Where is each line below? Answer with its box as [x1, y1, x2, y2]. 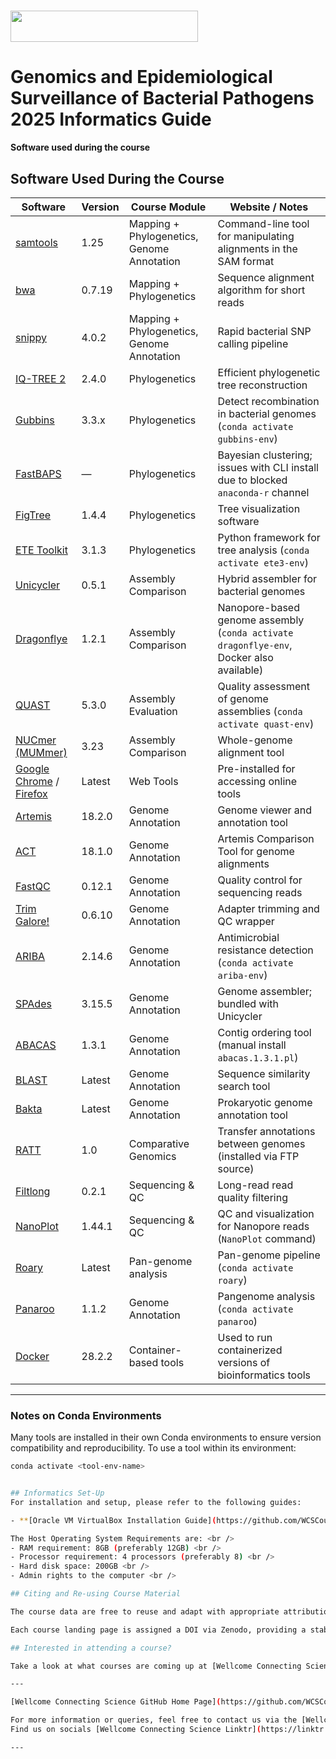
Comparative [128, 1136, 190, 1150]
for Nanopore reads [217, 1219, 310, 1233]
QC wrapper [217, 914, 275, 928]
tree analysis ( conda [217, 543, 310, 557]
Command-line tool [217, 216, 310, 230]
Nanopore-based [217, 600, 300, 614]
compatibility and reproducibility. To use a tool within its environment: [10, 1442, 297, 1454]
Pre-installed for [217, 761, 296, 775]
